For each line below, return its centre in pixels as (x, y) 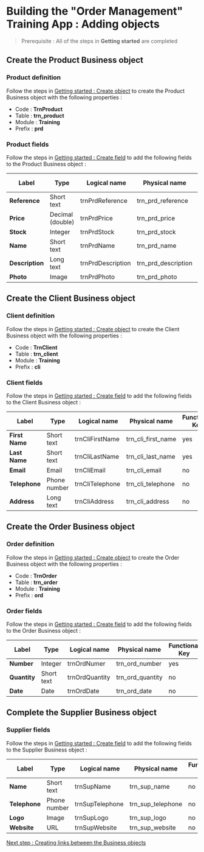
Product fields (28, 144)
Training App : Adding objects (83, 24)
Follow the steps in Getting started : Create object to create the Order (93, 557)
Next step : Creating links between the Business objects (76, 842)
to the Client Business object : (44, 402)
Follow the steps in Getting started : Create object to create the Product (96, 91)
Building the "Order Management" (95, 11)
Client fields (25, 382)
